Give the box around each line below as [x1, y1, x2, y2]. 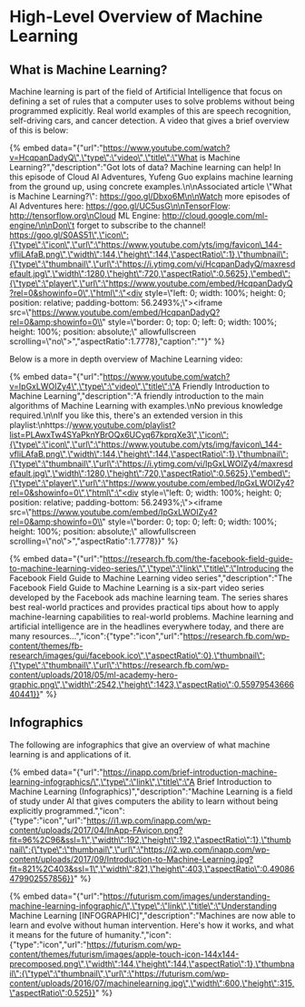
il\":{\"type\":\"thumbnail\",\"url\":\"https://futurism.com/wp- [9, 968, 230, 979]
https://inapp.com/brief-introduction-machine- [103, 767, 278, 778]
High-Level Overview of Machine [9, 6, 263, 27]
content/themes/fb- [9, 640, 84, 651]
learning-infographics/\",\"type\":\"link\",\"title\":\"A [9, 776, 195, 787]
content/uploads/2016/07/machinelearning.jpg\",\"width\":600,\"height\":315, [9, 977, 295, 989]
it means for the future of [9, 929, 103, 940]
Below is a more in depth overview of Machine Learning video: [9, 353, 243, 364]
